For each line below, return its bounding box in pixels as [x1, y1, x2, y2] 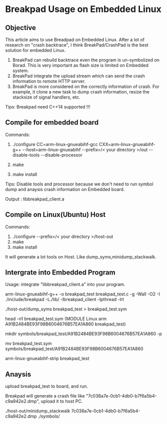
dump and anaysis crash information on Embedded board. [5, 186, 125, 192]
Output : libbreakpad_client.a [5, 196, 64, 202]
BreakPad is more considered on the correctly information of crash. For [12, 83, 159, 89]
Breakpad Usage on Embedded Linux [5, 3, 161, 15]
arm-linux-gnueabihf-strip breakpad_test [5, 355, 89, 361]
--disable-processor [40, 151, 82, 158]
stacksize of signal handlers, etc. [12, 94, 80, 100]
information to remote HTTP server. [12, 78, 86, 84]
